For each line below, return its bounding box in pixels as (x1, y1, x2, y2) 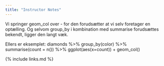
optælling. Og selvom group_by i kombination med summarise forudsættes (5, 26, 159, 32)
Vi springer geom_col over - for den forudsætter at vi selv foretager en (5, 21, 150, 27)
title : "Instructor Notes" (5, 7, 61, 12)
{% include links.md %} (5, 56, 54, 62)
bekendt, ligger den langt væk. (5, 31, 68, 37)
